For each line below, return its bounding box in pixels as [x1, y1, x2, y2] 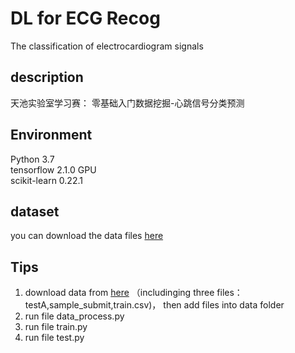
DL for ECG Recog [10, 7, 161, 30]
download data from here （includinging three [24, 287, 215, 299]
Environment [10, 127, 93, 144]
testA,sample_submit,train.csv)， [24, 299, 162, 311]
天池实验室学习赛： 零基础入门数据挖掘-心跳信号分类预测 [10, 97, 245, 109]
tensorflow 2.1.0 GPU [10, 163, 97, 176]
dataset [10, 203, 60, 220]
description [10, 69, 84, 86]
